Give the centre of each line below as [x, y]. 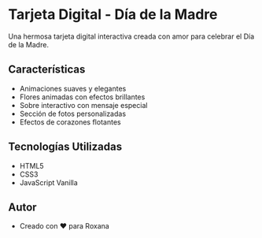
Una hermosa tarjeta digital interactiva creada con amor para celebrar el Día [131, 36]
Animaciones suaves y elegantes [73, 88]
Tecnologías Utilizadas [65, 147]
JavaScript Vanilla [49, 182]
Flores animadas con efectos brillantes [82, 97]
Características [47, 70]
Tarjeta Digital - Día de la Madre [113, 15]
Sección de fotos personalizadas [73, 113]
